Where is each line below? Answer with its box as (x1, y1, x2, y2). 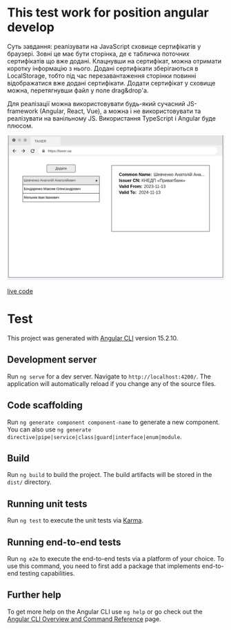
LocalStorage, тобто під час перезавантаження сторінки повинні (7, 71, 197, 80)
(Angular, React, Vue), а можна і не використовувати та (39, 107, 201, 115)
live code (7, 287, 33, 295)
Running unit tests (7, 498, 88, 509)
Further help (7, 589, 62, 601)
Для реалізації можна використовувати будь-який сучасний (7, 99, 185, 108)
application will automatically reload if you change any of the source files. (7, 379, 216, 387)
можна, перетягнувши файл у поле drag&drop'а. (7, 86, 149, 94)
